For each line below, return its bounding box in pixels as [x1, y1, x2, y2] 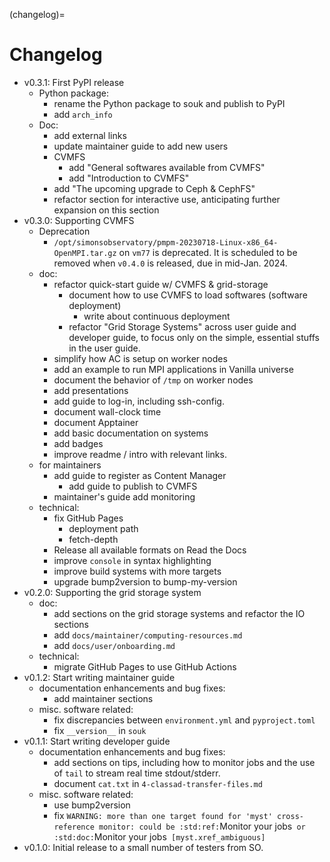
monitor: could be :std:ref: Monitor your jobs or [98, 820, 306, 832]
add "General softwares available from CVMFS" [68, 161, 266, 173]
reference [53, 822, 95, 832]
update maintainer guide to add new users [53, 140, 229, 152]
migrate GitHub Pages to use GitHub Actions [53, 660, 237, 673]
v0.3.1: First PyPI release [23, 76, 125, 88]
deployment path [68, 522, 139, 534]
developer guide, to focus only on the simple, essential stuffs [68, 331, 320, 343]
